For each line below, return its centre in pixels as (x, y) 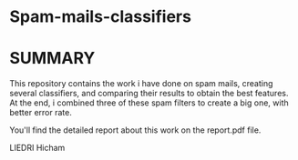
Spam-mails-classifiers (100, 17)
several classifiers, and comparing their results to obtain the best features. (149, 94)
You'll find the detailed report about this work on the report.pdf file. (135, 130)
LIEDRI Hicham (37, 148)
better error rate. (41, 113)
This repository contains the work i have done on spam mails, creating (141, 84)
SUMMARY (52, 59)
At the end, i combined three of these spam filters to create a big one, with (149, 103)
